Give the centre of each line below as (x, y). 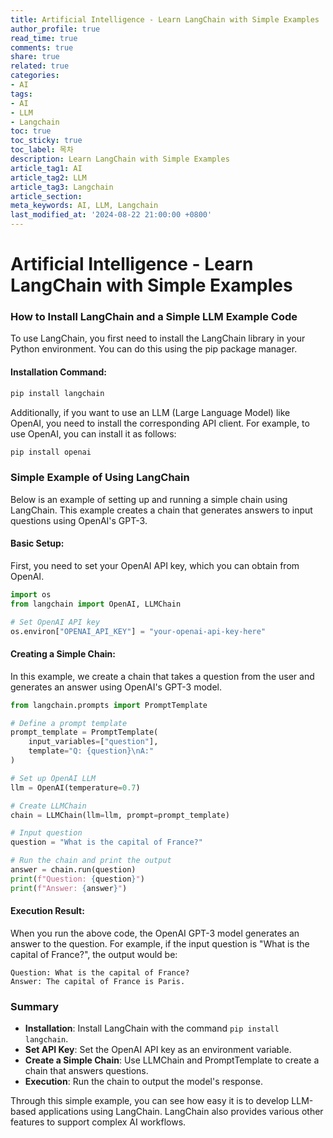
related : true (40, 66)
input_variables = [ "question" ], (93, 742)
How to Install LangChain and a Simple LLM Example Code (154, 317)
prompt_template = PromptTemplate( (84, 732)
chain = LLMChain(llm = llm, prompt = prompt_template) (120, 815)
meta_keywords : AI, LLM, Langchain (84, 206)
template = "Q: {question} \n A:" (91, 751)
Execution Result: (47, 911)
